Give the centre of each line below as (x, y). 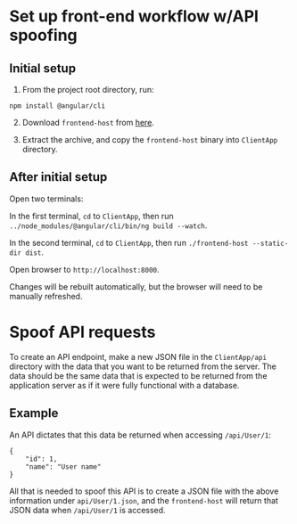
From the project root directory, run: (88, 90)
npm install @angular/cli (57, 106)
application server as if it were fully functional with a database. (124, 385)
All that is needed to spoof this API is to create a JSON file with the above (144, 491)
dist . (35, 252)
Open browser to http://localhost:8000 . (84, 269)
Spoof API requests (82, 332)
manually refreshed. (46, 296)
